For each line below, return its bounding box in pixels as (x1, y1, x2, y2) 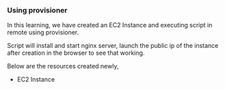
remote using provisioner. (7, 28, 79, 36)
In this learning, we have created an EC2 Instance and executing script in (7, 21, 213, 29)
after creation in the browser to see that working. (7, 49, 145, 57)
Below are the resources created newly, (7, 62, 119, 71)
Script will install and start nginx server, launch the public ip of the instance (7, 42, 219, 50)
